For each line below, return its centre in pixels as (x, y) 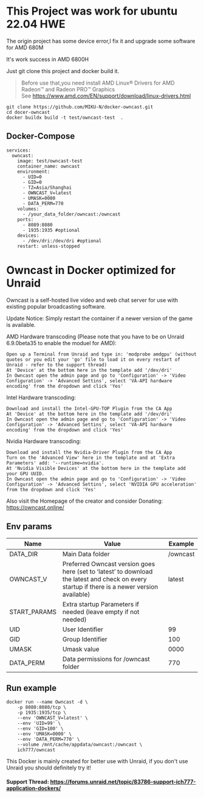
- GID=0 (32, 182)
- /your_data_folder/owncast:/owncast (71, 214)
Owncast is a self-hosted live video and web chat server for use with (92, 300)
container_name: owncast (49, 166)
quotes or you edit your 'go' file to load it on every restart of (93, 359)
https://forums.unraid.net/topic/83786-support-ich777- (123, 782)
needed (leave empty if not (101, 612)
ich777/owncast (36, 750)
